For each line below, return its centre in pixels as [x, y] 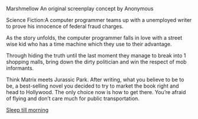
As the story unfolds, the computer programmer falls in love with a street [94, 38]
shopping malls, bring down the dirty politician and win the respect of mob [96, 62]
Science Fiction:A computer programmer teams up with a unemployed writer [99, 20]
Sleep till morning [27, 110]
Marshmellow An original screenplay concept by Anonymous [80, 9]
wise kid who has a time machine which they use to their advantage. [89, 44]
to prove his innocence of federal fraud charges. [65, 26]
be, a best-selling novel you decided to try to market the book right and [93, 86]
